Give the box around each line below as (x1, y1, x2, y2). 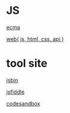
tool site (6, 57, 48, 70)
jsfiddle (6, 88, 25, 95)
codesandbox (6, 100, 40, 107)
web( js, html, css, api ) (6, 35, 64, 42)
